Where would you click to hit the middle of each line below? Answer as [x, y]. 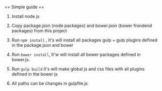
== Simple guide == [24, 7]
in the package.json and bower [42, 45]
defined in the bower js [34, 74]
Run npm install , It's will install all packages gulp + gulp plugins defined [84, 40]
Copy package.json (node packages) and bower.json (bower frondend [82, 26]
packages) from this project [39, 31]
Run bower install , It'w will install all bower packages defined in [76, 54]
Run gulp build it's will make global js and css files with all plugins [78, 69]
